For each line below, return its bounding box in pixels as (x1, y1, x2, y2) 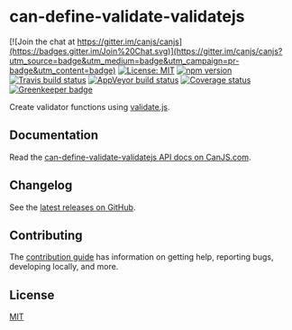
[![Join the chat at (9, 36, 76, 47)
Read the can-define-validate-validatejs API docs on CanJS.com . (9, 151, 251, 162)
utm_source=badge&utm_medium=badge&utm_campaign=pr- (9, 55, 240, 66)
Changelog (9, 178, 73, 193)
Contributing (9, 227, 83, 243)
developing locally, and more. (9, 261, 119, 272)
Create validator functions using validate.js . (9, 101, 170, 112)
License (9, 287, 55, 303)
